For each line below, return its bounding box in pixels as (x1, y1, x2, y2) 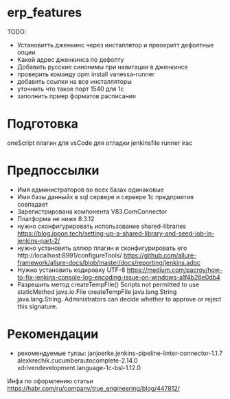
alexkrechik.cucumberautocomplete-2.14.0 (16, 356, 139, 365)
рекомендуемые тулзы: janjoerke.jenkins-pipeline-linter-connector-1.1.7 (16, 349, 223, 357)
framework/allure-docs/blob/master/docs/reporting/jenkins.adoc (16, 258, 201, 266)
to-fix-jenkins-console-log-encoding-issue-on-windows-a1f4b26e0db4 (16, 273, 221, 281)
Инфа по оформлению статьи (7, 376, 94, 385)
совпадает (16, 200, 49, 208)
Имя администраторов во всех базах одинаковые (16, 185, 165, 194)
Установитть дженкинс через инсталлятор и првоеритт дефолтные (16, 41, 214, 49)
